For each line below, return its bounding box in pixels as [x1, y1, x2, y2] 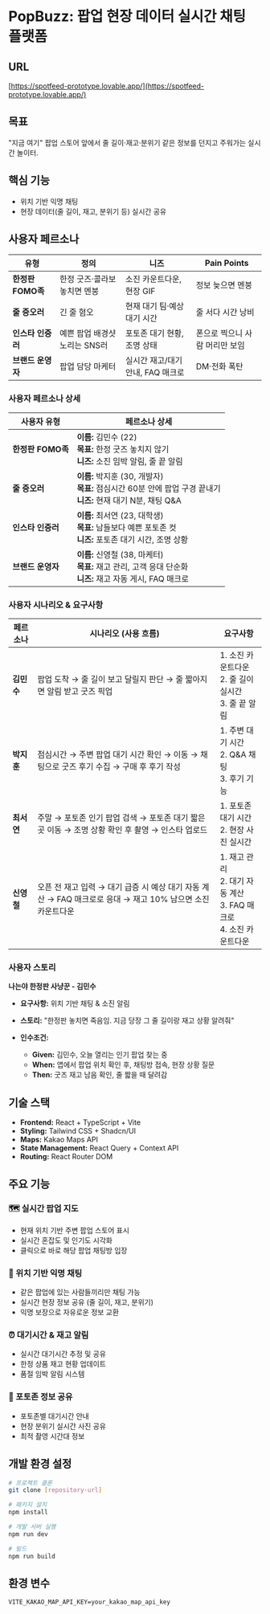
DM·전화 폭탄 [195, 361, 243, 372]
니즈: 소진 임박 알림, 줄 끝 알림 [76, 456, 183, 467]
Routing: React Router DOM [19, 1152, 113, 1162]
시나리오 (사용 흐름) [89, 628, 160, 639]
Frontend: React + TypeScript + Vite [19, 1118, 141, 1127]
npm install [8, 1508, 48, 1517]
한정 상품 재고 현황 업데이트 [19, 1359, 107, 1369]
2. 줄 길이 [219, 674, 255, 685]
